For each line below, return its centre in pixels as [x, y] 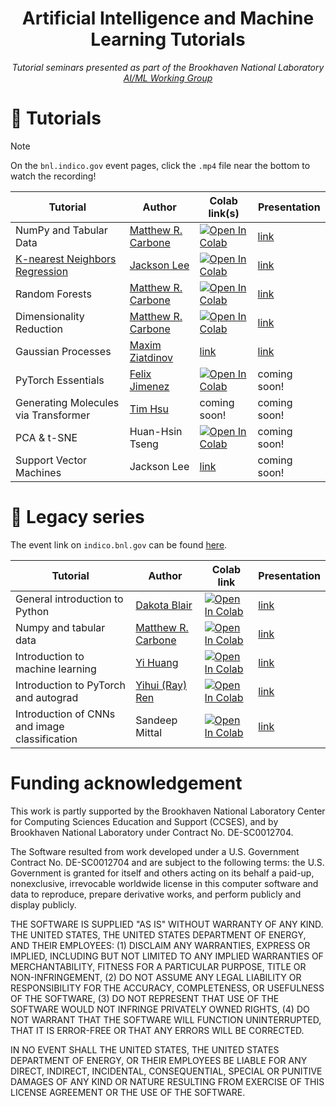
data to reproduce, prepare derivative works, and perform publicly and [156, 894]
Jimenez [149, 386]
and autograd [47, 697]
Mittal [149, 732]
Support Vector [51, 460]
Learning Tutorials [168, 39]
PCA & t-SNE [46, 437]
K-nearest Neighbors [66, 259]
